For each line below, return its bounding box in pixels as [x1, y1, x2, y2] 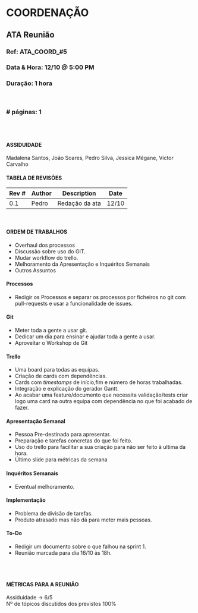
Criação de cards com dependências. [14, 372, 107, 380]
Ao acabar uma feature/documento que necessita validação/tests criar [14, 391, 188, 398]
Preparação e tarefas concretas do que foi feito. [14, 437, 133, 444]
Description [62, 189, 96, 197]
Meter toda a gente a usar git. [14, 327, 88, 334]
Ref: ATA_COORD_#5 [6, 48, 67, 56]
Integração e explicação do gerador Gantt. [14, 385, 119, 392]
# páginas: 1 [6, 108, 42, 116]
